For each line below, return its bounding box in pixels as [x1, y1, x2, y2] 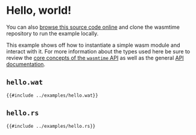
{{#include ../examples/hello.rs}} [6, 123, 96, 129]
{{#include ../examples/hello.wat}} [6, 92, 98, 98]
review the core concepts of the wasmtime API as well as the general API [6, 54, 184, 61]
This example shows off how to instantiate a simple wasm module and [6, 41, 180, 49]
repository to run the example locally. [6, 29, 99, 37]
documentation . [6, 61, 46, 68]
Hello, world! [6, 4, 72, 17]
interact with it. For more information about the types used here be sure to [6, 47, 191, 55]
